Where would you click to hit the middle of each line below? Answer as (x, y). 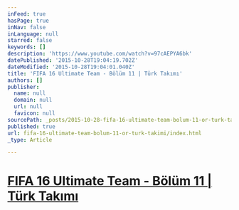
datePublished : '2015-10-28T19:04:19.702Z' (73, 61)
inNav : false (27, 27)
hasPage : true (28, 21)
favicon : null (34, 113)
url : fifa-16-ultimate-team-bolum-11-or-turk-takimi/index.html (105, 133)
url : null (28, 107)
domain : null (33, 100)
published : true (31, 126)
